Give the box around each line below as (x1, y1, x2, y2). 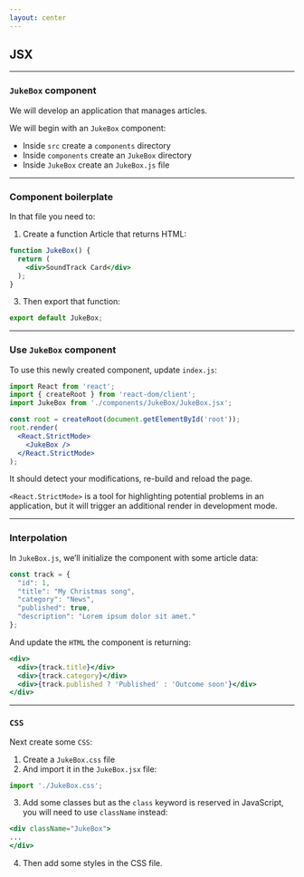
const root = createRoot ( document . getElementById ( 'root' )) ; (9, 415, 242, 424)
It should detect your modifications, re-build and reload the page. (9, 473, 253, 485)
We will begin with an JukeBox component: (9, 122, 166, 133)
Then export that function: (22, 296, 120, 307)
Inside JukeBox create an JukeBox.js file (22, 159, 170, 170)
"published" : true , (17, 603, 91, 612)
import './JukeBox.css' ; (9, 781, 103, 790)
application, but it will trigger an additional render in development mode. (9, 500, 278, 512)
